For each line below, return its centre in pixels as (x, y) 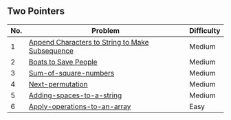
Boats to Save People (63, 62)
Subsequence (51, 51)
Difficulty (205, 30)
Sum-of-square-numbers (71, 73)
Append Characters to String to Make (89, 42)
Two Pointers (36, 11)
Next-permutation (58, 84)
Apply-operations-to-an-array (80, 106)
